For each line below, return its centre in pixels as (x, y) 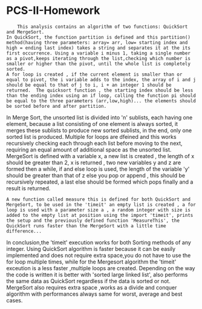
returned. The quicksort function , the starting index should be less (100, 90)
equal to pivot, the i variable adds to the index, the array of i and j (101, 79)
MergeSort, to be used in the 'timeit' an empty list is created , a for (101, 204)
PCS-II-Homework (53, 11)
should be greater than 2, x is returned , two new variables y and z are (94, 162)
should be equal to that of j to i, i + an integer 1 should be (89, 85)
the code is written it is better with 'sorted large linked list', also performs (97, 274)
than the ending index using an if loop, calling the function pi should (101, 95)
